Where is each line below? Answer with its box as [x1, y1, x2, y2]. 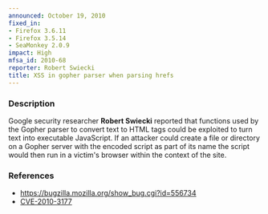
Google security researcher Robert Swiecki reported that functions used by [8, 115, 259, 125]
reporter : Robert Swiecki [8, 64, 95, 72]
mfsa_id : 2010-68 [8, 57, 67, 65]
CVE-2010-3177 [19, 197, 72, 207]
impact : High [8, 49, 52, 57]
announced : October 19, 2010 [8, 11, 106, 20]
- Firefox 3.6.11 [8, 26, 67, 34]
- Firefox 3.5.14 [8, 34, 67, 42]
